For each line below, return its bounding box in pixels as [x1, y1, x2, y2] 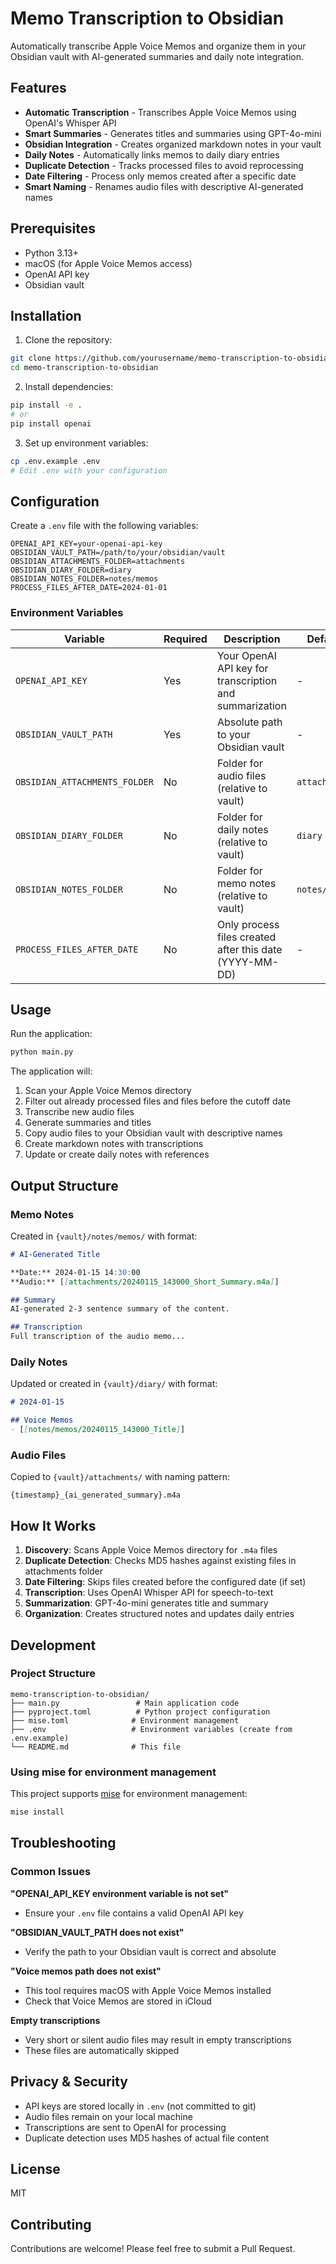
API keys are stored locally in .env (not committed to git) [24, 2100, 257, 2112]
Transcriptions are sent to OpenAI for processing [24, 2121, 227, 2133]
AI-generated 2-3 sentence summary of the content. [10, 1304, 230, 1314]
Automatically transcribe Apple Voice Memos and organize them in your [10, 40, 307, 52]
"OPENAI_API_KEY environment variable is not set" [10, 1887, 230, 1899]
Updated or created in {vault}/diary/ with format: [10, 1378, 218, 1390]
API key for [216, 661, 269, 675]
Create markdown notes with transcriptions [24, 1138, 204, 1150]
